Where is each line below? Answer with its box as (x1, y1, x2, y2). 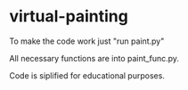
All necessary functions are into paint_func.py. (9, 53, 180, 63)
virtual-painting (9, 6, 129, 27)
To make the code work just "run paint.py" (9, 36, 165, 46)
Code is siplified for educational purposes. (9, 70, 165, 81)
